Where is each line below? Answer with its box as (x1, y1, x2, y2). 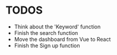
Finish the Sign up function (14, 42, 80, 49)
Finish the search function (14, 29, 78, 36)
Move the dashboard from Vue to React (14, 35, 111, 43)
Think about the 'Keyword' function (14, 23, 101, 30)
